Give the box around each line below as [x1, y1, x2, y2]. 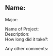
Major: [5, 16, 18, 22]
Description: [5, 31, 30, 37]
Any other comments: [5, 45, 49, 51]
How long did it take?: [5, 36, 49, 42]
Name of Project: [5, 26, 39, 32]
